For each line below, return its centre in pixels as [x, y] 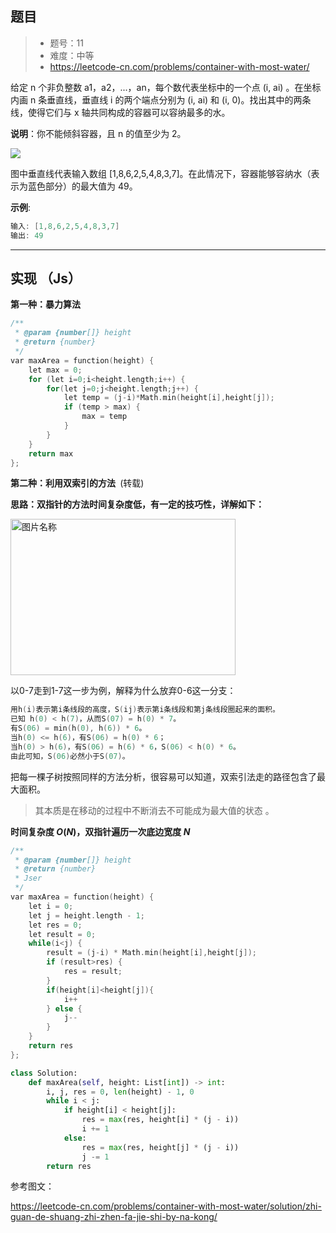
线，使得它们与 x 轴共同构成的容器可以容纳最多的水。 [120, 112]
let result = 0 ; [62, 934]
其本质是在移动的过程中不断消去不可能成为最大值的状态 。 [154, 810]
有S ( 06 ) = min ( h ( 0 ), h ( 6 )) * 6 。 [78, 728]
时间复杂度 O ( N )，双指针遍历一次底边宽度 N [100, 831]
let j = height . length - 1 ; [86, 915]
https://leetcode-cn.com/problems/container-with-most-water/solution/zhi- [166, 1206]
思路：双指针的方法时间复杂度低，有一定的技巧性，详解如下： [137, 504]
